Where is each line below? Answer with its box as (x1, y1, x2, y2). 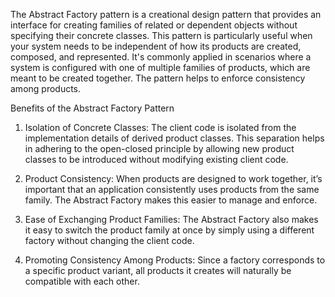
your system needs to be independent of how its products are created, (10, 40, 302, 52)
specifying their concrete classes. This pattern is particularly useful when (10, 30, 313, 41)
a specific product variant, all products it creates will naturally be (24, 265, 292, 276)
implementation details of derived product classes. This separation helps (24, 132, 325, 144)
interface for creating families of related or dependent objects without (10, 19, 298, 31)
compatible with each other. (24, 275, 140, 287)
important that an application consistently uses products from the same (24, 184, 320, 195)
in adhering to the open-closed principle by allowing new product (24, 143, 295, 154)
